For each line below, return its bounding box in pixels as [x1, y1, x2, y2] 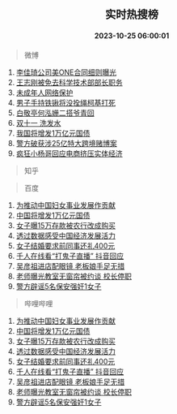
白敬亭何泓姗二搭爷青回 [15, 108, 95, 118]
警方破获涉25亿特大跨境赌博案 [15, 138, 117, 148]
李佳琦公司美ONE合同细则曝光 [15, 67, 117, 77]
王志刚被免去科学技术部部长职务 [15, 77, 123, 87]
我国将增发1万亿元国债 [15, 128, 91, 138]
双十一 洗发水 [15, 118, 61, 127]
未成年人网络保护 [15, 88, 74, 97]
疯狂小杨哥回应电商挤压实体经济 [15, 149, 123, 158]
